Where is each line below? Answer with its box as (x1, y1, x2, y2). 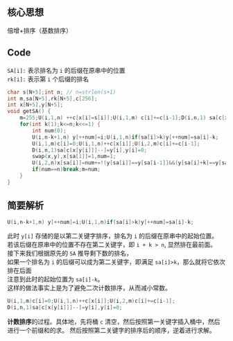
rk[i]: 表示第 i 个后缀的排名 (7, 75, 89, 83)
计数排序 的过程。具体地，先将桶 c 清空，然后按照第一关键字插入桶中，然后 (7, 317, 221, 326)
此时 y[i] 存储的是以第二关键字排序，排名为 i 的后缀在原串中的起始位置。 (7, 231, 218, 241)
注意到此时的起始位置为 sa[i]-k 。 (7, 275, 104, 283)
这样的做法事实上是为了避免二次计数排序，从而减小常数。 (7, 283, 171, 292)
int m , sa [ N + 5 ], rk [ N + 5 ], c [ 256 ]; (7, 95, 98, 102)
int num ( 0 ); (32, 127, 67, 134)
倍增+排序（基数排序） (7, 26, 73, 35)
